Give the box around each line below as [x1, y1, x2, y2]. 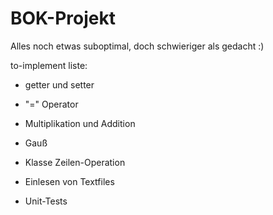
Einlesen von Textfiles [24, 175, 115, 187]
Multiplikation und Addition [24, 117, 136, 129]
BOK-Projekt [10, 7, 116, 30]
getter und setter [24, 78, 95, 91]
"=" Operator [24, 98, 79, 110]
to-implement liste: [10, 59, 88, 71]
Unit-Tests [24, 195, 68, 207]
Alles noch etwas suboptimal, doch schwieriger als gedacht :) [10, 40, 265, 52]
